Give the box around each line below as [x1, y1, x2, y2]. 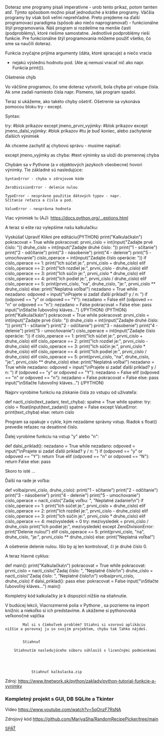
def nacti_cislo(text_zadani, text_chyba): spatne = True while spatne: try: [5, 399, 152, 405]
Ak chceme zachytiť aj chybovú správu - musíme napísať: [5, 143, 121, 149]
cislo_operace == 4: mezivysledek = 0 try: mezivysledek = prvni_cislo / [5, 518, 149, 524]
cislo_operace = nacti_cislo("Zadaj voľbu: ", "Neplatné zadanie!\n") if [5, 498, 143, 503]
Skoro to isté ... [5, 468, 36, 474]
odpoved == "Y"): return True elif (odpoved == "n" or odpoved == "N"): [5, 454, 150, 459]
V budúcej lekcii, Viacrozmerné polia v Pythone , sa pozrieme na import [5, 603, 149, 608]
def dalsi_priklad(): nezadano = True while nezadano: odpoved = [5, 443, 136, 449]
